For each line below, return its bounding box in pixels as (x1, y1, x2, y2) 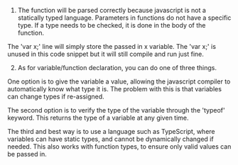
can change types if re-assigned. (7, 92, 104, 101)
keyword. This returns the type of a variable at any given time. (7, 113, 190, 122)
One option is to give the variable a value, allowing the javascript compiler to (7, 77, 231, 86)
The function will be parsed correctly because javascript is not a (17, 6, 206, 14)
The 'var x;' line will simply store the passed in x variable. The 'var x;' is (7, 42, 217, 50)
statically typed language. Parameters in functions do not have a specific (17, 13, 232, 22)
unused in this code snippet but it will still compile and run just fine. (7, 50, 205, 58)
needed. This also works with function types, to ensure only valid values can (7, 142, 232, 151)
